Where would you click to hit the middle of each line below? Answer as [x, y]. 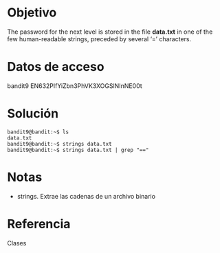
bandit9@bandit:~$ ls [38, 132]
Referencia [39, 224]
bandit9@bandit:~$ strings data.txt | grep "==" [78, 150]
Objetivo [32, 13]
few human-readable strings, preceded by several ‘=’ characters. [99, 38]
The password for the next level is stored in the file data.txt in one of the [110, 32]
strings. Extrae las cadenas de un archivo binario [86, 196]
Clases [17, 243]
